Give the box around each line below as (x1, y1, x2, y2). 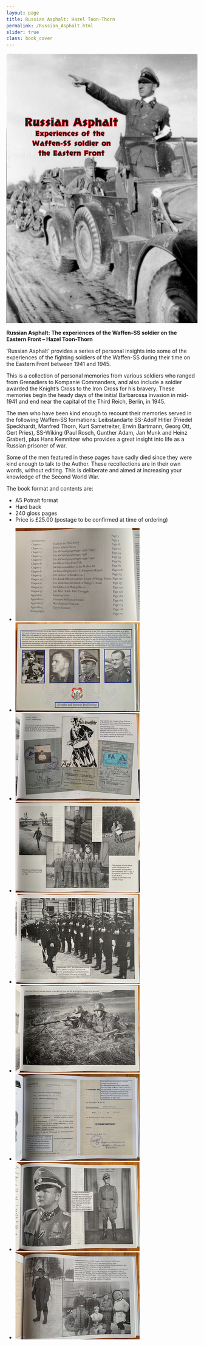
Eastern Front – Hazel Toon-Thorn (6, 336, 93, 343)
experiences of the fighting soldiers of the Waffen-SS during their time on (6, 354, 191, 361)
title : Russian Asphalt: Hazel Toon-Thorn (6, 16, 115, 22)
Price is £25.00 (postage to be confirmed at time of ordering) (15, 516, 168, 523)
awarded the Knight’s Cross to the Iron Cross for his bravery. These (6, 385, 175, 392)
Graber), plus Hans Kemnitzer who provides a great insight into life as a (6, 435, 185, 443)
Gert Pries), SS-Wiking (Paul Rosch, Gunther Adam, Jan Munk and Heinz (6, 429, 188, 437)
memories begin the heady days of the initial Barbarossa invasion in (6, 392, 176, 399)
